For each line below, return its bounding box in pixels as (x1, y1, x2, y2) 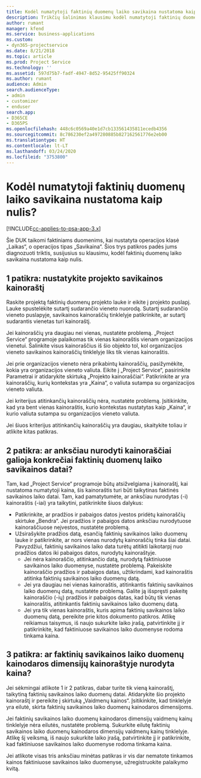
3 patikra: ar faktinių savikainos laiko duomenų (6, 650, 184, 660)
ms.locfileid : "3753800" (6, 154, 68, 160)
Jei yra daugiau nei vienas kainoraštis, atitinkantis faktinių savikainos (23, 580, 193, 588)
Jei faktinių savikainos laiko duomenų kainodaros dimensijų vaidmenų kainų (6, 715, 193, 722)
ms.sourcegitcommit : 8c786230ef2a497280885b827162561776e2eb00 (6, 131, 167, 138)
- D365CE (6, 115, 28, 121)
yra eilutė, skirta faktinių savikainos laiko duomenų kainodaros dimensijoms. (6, 703, 193, 710)
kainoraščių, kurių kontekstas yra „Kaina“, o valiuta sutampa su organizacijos (6, 379, 195, 387)
